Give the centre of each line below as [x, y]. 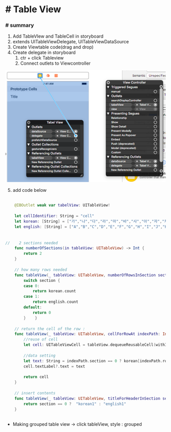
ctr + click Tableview [42, 58]
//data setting [40, 355]
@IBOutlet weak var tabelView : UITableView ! [62, 205]
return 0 [42, 312]
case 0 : [32, 286]
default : [33, 307]
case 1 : [32, 297]
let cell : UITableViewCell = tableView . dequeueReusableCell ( [90, 345]
